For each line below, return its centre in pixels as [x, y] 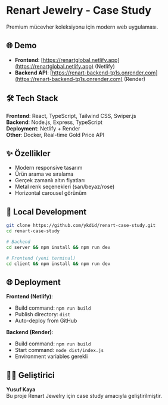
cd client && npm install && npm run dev [58, 264]
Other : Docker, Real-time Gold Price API [55, 135]
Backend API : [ [33, 73]
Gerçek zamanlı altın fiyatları [50, 180]
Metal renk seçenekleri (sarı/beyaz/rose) [65, 187]
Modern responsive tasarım [49, 168]
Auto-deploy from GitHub [46, 321]
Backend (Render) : [30, 332]
